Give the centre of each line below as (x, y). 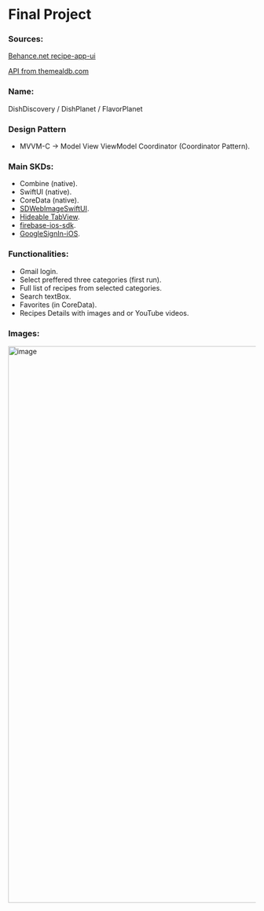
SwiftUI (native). (46, 192)
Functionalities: (38, 254)
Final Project (50, 15)
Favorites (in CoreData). (58, 305)
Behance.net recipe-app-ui (52, 56)
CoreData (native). (49, 200)
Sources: (26, 39)
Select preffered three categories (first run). (90, 280)
